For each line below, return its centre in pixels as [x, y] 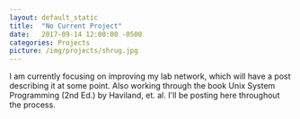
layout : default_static [54, 17]
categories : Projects [50, 42]
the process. [32, 105]
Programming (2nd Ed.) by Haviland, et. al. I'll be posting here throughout [145, 96]
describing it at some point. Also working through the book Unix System [142, 86]
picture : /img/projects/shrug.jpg [74, 51]
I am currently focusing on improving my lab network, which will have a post [150, 76]
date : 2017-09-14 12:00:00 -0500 [76, 34]
